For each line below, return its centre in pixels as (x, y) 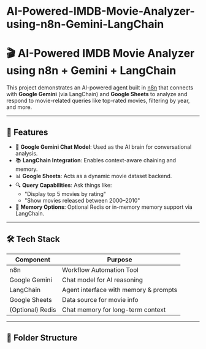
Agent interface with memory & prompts (120, 290)
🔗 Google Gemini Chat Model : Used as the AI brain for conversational (103, 147)
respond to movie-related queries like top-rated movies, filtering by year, (98, 101)
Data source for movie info (101, 299)
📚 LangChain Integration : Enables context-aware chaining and (96, 160)
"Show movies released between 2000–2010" (82, 200)
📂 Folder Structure (42, 338)
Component (33, 260)
